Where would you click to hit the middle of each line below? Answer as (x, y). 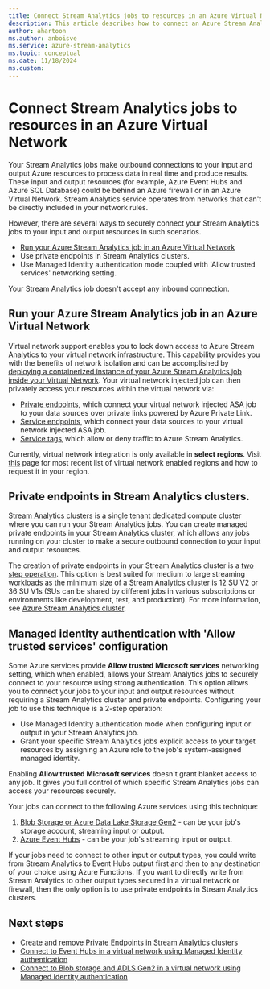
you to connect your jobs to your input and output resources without (121, 691)
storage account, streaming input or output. (92, 831)
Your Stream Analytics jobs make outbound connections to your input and (131, 164)
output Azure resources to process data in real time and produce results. (129, 173)
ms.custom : (27, 68)
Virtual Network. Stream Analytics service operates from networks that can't (135, 199)
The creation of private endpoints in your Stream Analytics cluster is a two (131, 565)
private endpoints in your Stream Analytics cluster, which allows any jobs (129, 533)
